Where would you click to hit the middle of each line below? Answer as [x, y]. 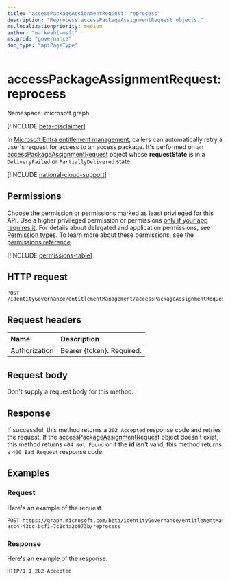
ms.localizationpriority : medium [55, 26]
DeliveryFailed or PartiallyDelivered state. [69, 161]
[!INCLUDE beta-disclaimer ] [46, 126]
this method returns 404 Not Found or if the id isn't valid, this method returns [115, 444]
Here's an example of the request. [55, 508]
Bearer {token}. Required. [101, 351]
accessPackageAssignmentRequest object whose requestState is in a [106, 154]
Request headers [44, 320]
